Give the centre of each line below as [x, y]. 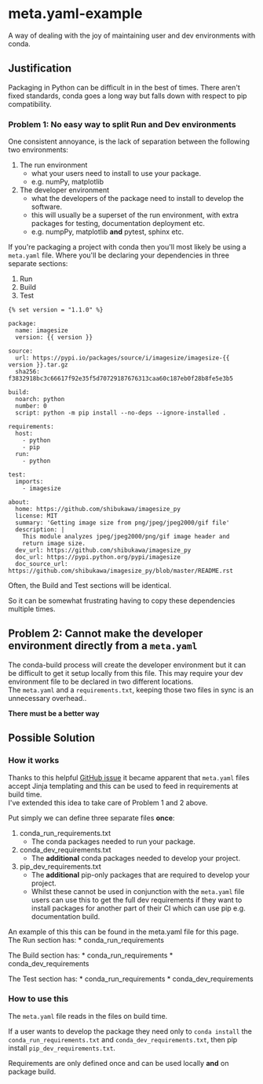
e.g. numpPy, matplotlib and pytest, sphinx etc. [108, 232]
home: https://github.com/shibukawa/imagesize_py [98, 509]
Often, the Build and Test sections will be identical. [90, 586]
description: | [40, 530]
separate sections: [38, 264]
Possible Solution [52, 738]
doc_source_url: [42, 564]
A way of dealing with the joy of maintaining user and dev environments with [132, 35]
